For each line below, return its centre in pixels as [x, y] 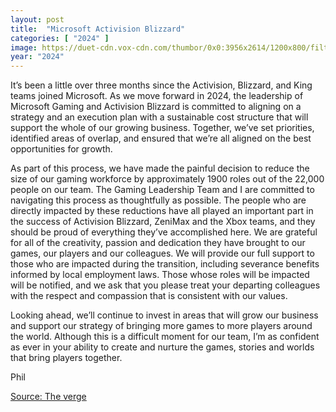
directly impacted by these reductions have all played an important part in [162, 211]
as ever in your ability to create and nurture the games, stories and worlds [162, 347]
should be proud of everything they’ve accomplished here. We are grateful [164, 232]
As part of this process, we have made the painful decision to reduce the [160, 168]
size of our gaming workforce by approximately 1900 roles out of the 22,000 [167, 179]
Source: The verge [48, 397]
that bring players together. [66, 358]
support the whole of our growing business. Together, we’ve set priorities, [162, 128]
